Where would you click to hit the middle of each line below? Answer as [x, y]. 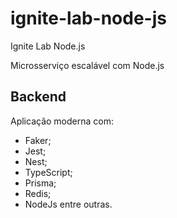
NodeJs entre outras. [68, 204]
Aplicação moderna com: [62, 121]
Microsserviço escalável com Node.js [87, 65]
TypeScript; [48, 172]
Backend [38, 97]
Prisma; [40, 183]
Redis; [38, 193]
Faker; [38, 140]
